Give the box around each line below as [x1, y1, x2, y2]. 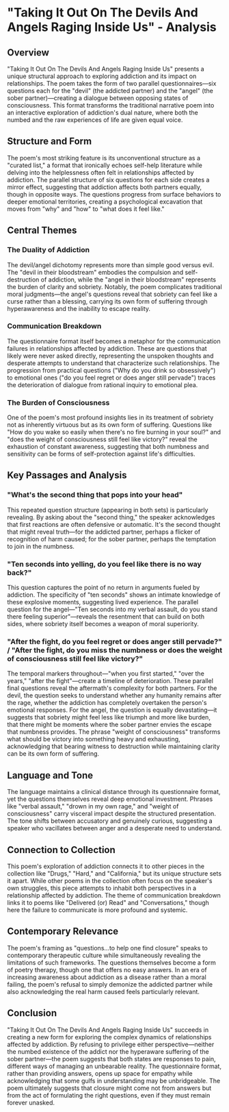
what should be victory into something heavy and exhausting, [7, 735, 180, 743]
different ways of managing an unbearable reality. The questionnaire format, [7, 1062, 222, 1070]
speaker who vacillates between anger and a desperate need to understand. [7, 824, 222, 832]
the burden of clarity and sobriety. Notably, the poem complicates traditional [7, 282, 222, 291]
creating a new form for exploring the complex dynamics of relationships [7, 1033, 212, 1041]
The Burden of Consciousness [7, 397, 110, 407]
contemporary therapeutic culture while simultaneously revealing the [7, 951, 201, 959]
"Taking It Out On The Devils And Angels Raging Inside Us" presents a [7, 65, 204, 73]
